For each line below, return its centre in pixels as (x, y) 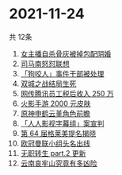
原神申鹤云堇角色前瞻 (55, 113)
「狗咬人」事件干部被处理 (62, 73)
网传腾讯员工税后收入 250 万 (67, 93)
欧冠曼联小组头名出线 (55, 143)
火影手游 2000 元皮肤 (55, 103)
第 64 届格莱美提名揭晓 (58, 133)
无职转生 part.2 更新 (53, 153)
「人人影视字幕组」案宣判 (62, 123)
